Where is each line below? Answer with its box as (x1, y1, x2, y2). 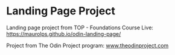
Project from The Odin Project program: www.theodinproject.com (6, 42, 169, 49)
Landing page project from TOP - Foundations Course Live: (6, 24, 154, 31)
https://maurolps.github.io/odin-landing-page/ (6, 30, 121, 37)
